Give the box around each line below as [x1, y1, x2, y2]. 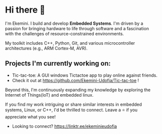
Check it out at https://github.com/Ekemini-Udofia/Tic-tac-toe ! [12, 77, 139, 83]
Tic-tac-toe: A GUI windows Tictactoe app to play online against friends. [12, 72, 158, 78]
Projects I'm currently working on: [5, 59, 111, 67]
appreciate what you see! [5, 114, 56, 119]
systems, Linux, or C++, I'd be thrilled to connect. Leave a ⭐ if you [5, 107, 138, 113]
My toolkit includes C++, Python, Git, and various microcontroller [5, 40, 135, 46]
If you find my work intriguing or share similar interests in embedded [5, 101, 142, 107]
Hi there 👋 [5, 4, 45, 16]
